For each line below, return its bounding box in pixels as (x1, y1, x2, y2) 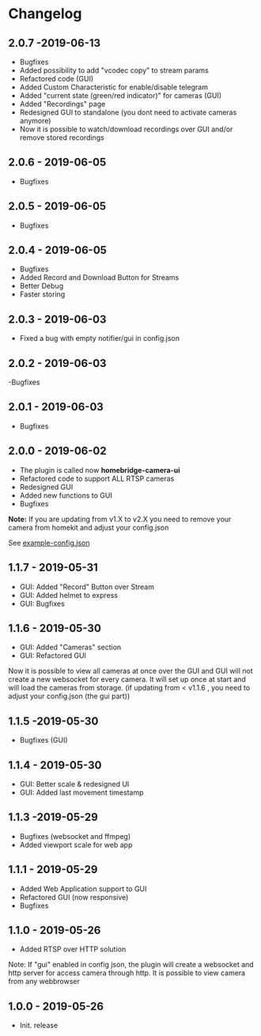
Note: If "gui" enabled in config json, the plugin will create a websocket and (8, 960, 255, 970)
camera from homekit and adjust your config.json (8, 523, 169, 532)
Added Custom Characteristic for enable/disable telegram (19, 82, 208, 92)
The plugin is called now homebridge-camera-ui (19, 465, 180, 475)
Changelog (8, 5, 82, 23)
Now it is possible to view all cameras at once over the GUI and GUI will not (8, 666, 253, 676)
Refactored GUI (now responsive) (19, 892, 129, 902)
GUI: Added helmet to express (19, 590, 119, 599)
